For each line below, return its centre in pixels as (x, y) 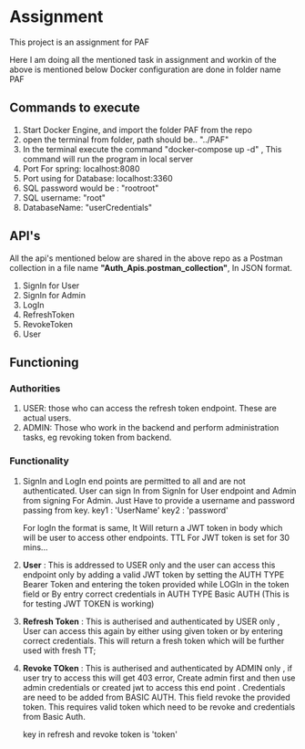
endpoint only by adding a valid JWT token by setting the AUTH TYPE (153, 574)
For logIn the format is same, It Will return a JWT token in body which (152, 527)
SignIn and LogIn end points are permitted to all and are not (134, 481)
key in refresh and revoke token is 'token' (100, 734)
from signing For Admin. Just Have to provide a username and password (159, 500)
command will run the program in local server (108, 159)
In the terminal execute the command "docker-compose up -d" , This (152, 149)
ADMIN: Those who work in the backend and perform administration (151, 428)
